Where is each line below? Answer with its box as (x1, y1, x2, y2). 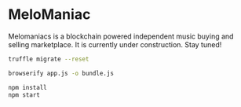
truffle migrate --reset (8, 55, 89, 63)
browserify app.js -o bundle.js (8, 69, 114, 77)
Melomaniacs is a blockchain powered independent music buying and (8, 31, 234, 41)
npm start (8, 90, 41, 99)
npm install (8, 83, 47, 91)
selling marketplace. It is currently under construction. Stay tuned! (8, 39, 222, 49)
